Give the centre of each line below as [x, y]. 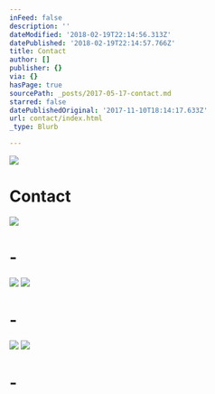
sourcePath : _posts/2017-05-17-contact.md [90, 93]
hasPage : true [36, 85]
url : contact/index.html [56, 118]
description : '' [40, 26]
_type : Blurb [34, 127]
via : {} [24, 77]
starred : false [38, 102]
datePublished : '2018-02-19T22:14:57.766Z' [93, 43]
